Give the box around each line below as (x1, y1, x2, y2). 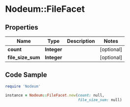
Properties (5, 23, 38, 32)
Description (66, 38, 95, 44)
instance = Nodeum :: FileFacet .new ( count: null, (5, 93, 105, 98)
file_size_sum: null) (78, 97, 122, 102)
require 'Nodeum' (5, 84, 41, 89)
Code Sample (5, 71, 47, 79)
